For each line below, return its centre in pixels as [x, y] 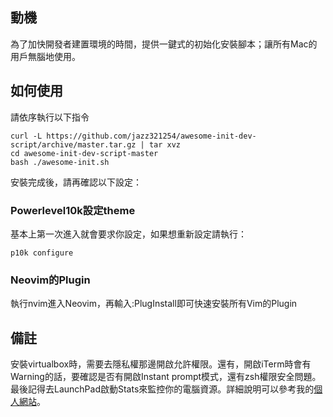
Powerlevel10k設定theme [73, 210]
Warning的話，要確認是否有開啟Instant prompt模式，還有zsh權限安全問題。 [166, 377]
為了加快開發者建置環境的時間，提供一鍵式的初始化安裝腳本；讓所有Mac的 [164, 44]
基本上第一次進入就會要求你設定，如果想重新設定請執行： [128, 234]
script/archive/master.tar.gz [73, 144]
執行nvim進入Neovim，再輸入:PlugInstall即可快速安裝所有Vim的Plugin [154, 304]
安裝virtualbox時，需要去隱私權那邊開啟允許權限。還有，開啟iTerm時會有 [161, 364]
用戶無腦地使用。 [45, 56]
